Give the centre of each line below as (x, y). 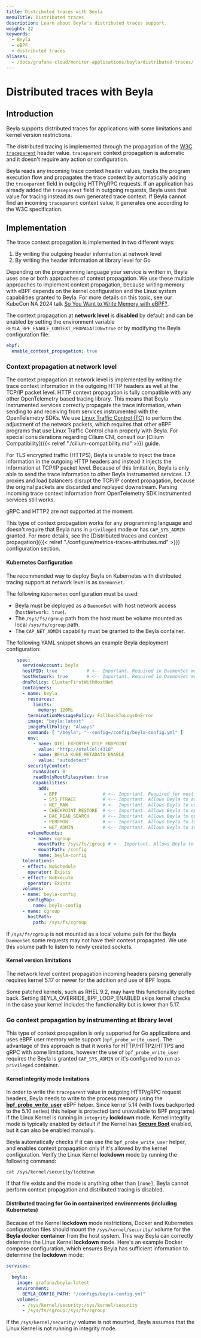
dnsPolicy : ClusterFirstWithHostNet (68, 682)
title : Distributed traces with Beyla (54, 12)
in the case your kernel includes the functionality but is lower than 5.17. (93, 1004)
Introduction (30, 114)
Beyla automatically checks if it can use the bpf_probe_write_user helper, (96, 1142)
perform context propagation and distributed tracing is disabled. (85, 1190)
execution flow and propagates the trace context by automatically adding (96, 177)
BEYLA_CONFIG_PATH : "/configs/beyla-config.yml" (84, 1294)
